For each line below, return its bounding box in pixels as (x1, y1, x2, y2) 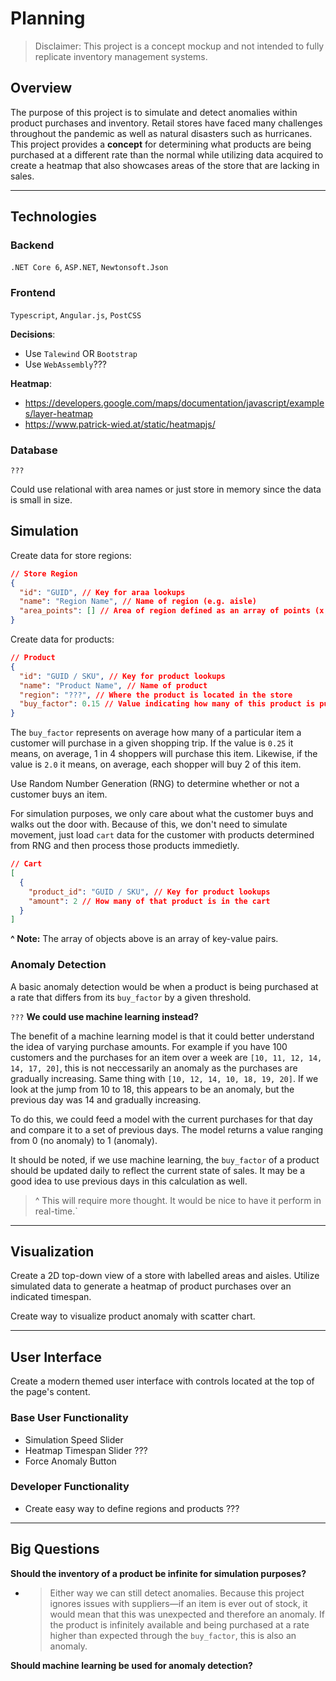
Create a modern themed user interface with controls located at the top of (10, 1375, 315, 1387)
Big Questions (10, 1541, 100, 1558)
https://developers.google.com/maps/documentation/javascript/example (24, 397, 325, 409)
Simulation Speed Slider (24, 1433, 124, 1446)
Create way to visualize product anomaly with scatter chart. (10, 1310, 256, 1322)
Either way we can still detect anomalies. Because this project (49, 1587, 305, 1599)
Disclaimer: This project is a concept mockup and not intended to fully (34, 40, 325, 52)
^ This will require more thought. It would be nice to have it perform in (34, 1194, 322, 1206)
